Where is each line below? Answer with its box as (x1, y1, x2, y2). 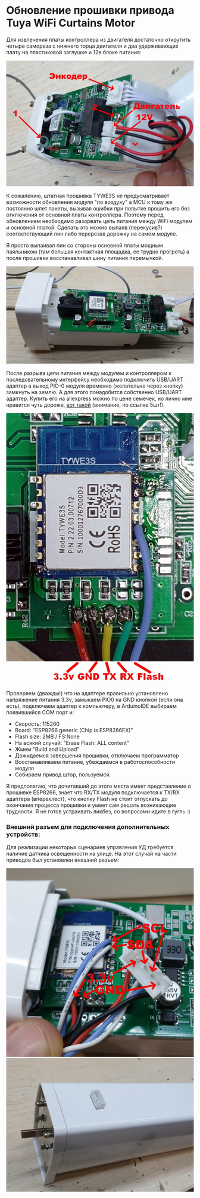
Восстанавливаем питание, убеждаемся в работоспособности (14, 758, 176, 765)
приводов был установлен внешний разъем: (6, 856, 120, 863)
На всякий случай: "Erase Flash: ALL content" (14, 739, 130, 746)
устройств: (6, 830, 40, 838)
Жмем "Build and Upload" (14, 745, 80, 753)
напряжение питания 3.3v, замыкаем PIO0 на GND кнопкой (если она (6, 696, 183, 703)
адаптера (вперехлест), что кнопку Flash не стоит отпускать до (6, 795, 168, 802)
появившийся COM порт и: (6, 708, 74, 716)
